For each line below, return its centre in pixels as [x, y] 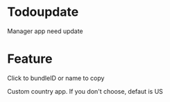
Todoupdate [43, 12]
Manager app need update [45, 31]
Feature [30, 59]
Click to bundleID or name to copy [56, 78]
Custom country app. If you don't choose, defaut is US [85, 91]
